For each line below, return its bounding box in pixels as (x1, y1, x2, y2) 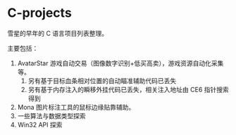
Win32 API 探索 (17, 120, 63, 129)
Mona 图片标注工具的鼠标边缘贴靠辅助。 (17, 103, 135, 111)
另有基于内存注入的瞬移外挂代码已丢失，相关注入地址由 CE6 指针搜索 (27, 85, 229, 94)
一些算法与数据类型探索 (17, 111, 86, 120)
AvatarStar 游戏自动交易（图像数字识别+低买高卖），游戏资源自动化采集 (17, 58, 224, 67)
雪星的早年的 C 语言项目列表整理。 (7, 29, 108, 37)
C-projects (7, 5, 72, 21)
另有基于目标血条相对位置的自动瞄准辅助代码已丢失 (27, 76, 177, 85)
